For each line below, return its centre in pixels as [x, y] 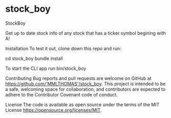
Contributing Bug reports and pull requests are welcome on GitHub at [79, 78]
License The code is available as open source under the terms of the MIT [82, 104]
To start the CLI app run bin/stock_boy [46, 68]
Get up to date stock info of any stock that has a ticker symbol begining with [86, 33]
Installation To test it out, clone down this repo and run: [63, 48]
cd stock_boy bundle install [34, 58]
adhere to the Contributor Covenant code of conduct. [61, 94]
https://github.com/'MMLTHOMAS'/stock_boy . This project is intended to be [85, 84]
